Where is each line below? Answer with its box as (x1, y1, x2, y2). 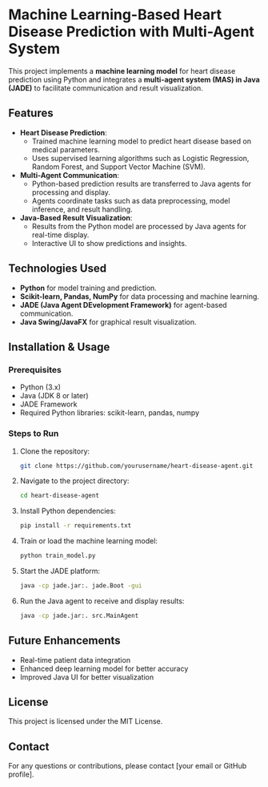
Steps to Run (8, 428, 59, 439)
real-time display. (31, 230, 90, 240)
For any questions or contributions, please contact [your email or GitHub (8, 761, 247, 771)
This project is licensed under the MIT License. (8, 716, 163, 726)
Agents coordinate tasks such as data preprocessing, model (31, 196, 230, 205)
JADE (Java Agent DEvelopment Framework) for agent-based (19, 300, 227, 309)
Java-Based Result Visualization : (19, 212, 133, 222)
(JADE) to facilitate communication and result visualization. (8, 83, 204, 93)
